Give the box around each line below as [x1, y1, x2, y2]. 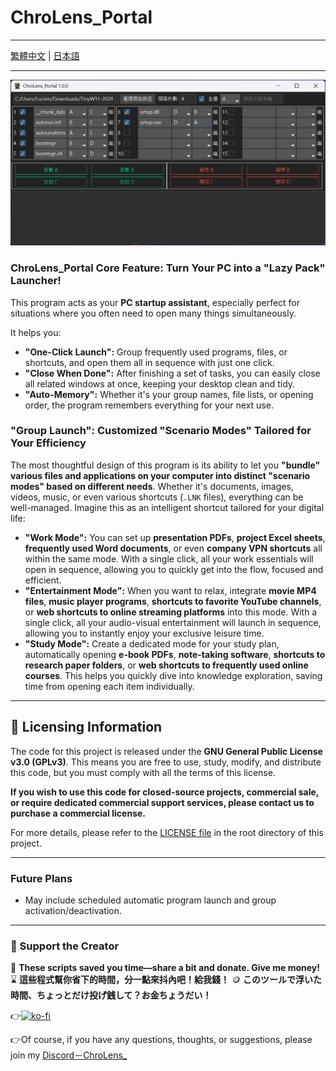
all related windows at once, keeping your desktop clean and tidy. [24, 377, 296, 390]
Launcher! [10, 274, 62, 288]
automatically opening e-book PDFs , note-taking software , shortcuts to [24, 648, 326, 660]
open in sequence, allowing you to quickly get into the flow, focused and [24, 563, 324, 575]
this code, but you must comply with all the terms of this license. [10, 766, 276, 778]
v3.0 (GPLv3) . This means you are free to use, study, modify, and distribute [10, 756, 322, 768]
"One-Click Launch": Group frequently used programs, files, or [24, 346, 288, 358]
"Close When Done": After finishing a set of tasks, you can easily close [24, 367, 321, 379]
